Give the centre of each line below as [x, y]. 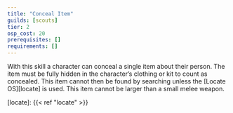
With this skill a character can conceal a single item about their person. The [116, 66]
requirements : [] [33, 46]
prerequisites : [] [34, 40]
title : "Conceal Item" [40, 14]
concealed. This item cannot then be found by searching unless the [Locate [116, 81]
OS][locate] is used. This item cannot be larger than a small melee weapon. [116, 89]
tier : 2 [19, 27]
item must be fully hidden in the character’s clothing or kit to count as [107, 74]
